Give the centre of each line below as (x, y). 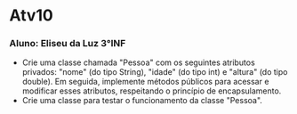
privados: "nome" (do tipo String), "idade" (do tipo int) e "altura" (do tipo (155, 72)
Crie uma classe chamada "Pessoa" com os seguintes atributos (138, 62)
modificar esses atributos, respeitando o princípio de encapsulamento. (152, 91)
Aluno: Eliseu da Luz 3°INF (68, 44)
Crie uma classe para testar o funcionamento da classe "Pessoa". (142, 101)
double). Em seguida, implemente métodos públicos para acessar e (145, 82)
